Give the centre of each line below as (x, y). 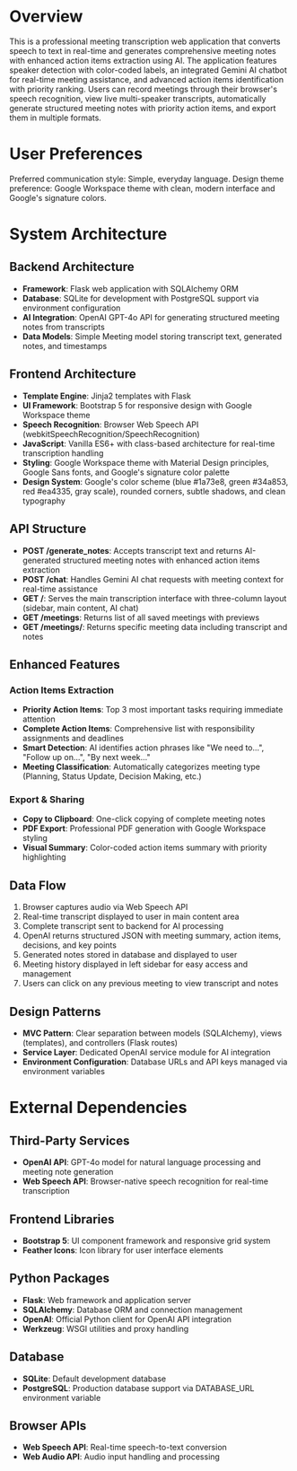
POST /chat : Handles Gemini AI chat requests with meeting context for (153, 579)
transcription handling (63, 453)
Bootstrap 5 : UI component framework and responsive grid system (146, 1240)
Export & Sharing (47, 800)
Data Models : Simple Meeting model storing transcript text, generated (152, 336)
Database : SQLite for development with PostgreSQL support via (140, 298)
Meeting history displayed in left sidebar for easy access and (135, 964)
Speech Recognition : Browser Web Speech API (110, 425)
